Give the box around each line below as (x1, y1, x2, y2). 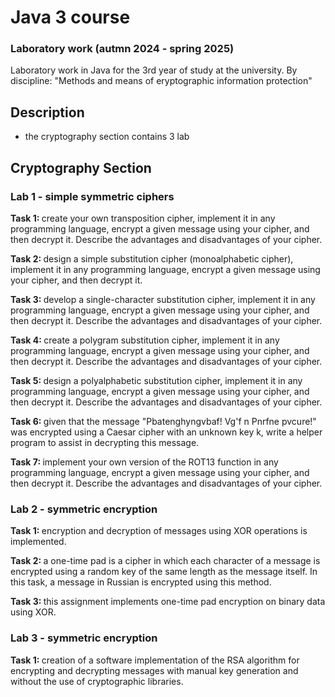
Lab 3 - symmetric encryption (10, 631, 158, 645)
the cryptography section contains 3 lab (24, 131, 190, 143)
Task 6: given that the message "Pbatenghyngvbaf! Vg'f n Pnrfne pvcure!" (10, 415, 317, 427)
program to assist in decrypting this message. (10, 436, 200, 448)
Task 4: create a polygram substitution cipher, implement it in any (10, 334, 280, 346)
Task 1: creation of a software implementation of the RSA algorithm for (10, 654, 300, 666)
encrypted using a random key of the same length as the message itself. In (10, 566, 318, 578)
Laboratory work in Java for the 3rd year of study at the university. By (10, 64, 298, 76)
